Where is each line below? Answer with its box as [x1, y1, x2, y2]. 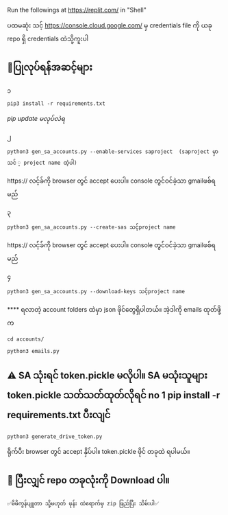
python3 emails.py [7, 347, 60, 354]
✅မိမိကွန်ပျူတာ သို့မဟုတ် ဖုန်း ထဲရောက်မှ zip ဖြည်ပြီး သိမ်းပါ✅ [7, 501, 160, 507]
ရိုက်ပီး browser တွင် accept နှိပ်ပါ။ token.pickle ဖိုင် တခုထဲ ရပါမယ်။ [7, 447, 190, 455]
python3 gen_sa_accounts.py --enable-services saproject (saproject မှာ [7, 148, 219, 155]
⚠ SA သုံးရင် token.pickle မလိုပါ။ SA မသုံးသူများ [7, 370, 207, 382]
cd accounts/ [7, 336, 45, 343]
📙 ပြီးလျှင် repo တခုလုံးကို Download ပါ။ [7, 474, 170, 486]
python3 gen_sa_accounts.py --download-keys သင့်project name [7, 288, 185, 295]
